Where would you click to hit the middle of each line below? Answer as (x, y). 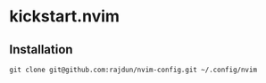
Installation (41, 50)
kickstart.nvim (65, 17)
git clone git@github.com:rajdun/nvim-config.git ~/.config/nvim (133, 70)
